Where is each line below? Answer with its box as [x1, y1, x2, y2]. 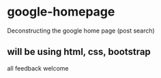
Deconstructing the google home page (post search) [7, 26, 155, 35]
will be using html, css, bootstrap [7, 46, 151, 58]
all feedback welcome [7, 64, 70, 72]
